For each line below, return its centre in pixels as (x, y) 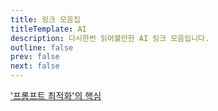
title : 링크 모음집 (45, 19)
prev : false (35, 57)
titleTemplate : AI (48, 29)
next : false (35, 66)
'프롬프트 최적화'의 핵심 (56, 95)
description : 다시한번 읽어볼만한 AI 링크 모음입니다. (110, 38)
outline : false (42, 47)
